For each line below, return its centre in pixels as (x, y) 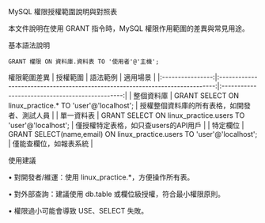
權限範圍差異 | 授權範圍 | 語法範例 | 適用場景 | (82, 77)
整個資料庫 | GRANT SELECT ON (186, 96)
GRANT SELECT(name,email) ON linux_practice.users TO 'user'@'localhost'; (133, 134)
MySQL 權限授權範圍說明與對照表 (63, 11)
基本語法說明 (29, 45)
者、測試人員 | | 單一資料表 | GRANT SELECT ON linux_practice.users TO (127, 115)
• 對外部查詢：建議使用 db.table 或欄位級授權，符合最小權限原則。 (117, 194)
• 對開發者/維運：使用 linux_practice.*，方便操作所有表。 (101, 177)
